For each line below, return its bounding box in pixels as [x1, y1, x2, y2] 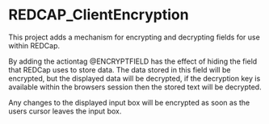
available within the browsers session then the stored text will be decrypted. [8, 82, 262, 92]
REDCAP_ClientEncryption [8, 6, 189, 24]
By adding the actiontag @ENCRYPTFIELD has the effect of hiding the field [8, 56, 258, 66]
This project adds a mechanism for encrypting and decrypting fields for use [8, 32, 260, 42]
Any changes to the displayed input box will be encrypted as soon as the [8, 97, 250, 107]
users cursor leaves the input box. [8, 106, 122, 116]
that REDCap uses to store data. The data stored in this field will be [8, 64, 231, 74]
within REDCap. [8, 40, 61, 50]
